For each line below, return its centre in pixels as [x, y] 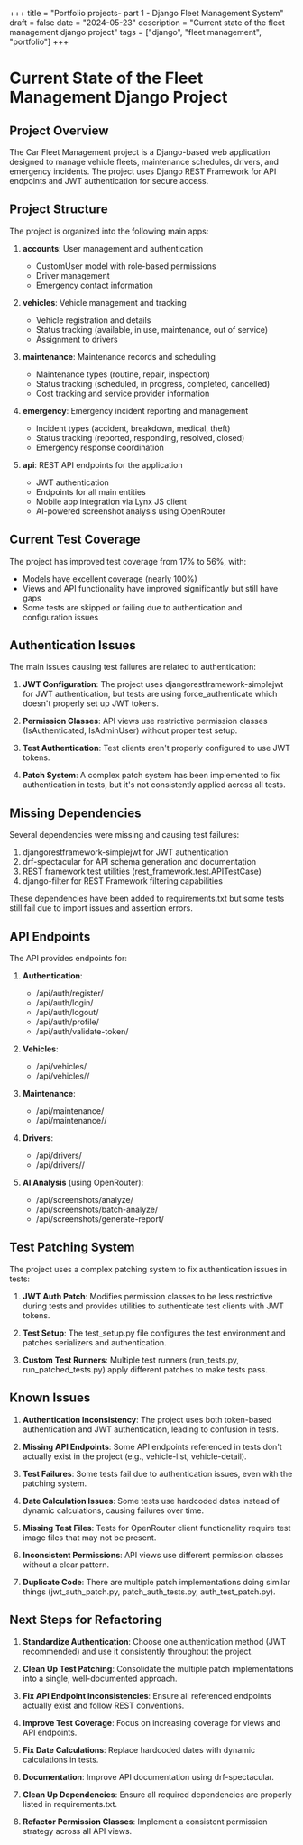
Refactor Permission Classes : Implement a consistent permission [145, 1822]
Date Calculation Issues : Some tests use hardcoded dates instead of [151, 1501]
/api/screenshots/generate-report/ [100, 1219]
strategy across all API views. [77, 1831]
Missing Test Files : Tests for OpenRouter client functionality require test [156, 1528]
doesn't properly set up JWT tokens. [91, 703]
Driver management [73, 275]
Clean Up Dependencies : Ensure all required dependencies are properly [157, 1795]
